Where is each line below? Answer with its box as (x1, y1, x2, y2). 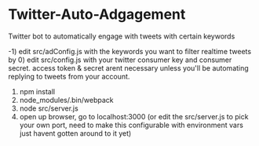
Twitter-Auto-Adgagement (8, 5, 186, 24)
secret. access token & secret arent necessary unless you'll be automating (8, 63, 249, 72)
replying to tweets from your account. (8, 71, 130, 81)
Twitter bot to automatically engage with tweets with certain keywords (8, 31, 235, 41)
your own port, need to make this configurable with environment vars (19, 120, 243, 130)
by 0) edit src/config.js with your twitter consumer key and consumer (8, 55, 232, 64)
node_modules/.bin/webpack (19, 95, 114, 104)
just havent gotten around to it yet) (19, 128, 132, 138)
